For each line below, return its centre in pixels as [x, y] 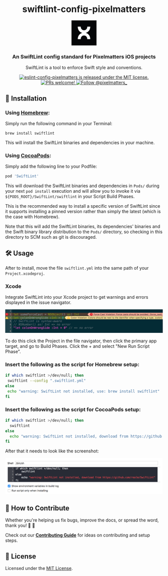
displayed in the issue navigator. [38, 303]
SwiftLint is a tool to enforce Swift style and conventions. [84, 68]
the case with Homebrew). [32, 217]
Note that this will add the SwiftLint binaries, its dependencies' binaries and [83, 227]
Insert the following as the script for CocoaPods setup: [73, 409]
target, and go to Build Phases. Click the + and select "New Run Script [77, 346]
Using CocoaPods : [28, 155]
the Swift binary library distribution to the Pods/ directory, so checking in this [84, 232]
